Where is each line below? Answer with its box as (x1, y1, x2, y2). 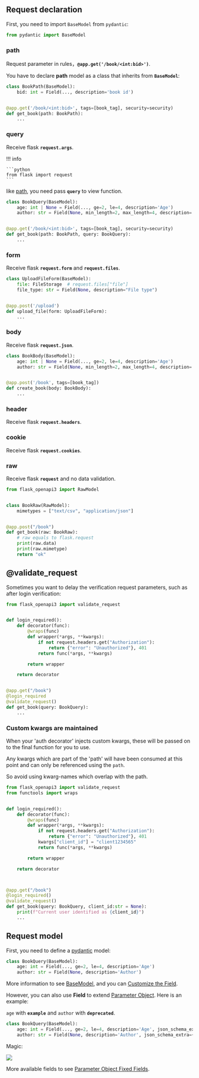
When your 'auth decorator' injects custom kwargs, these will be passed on (6, 737, 191, 744)
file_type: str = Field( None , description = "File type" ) (17, 287, 158, 293)
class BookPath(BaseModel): (6, 83, 76, 90)
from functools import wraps (6, 790, 78, 796)
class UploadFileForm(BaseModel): (6, 276, 92, 282)
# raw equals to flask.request (17, 535, 94, 541)
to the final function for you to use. (6, 744, 91, 750)
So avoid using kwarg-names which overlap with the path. (6, 773, 148, 780)
